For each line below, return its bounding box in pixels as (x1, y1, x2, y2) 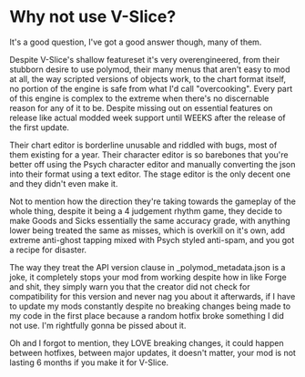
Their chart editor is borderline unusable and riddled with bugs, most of (9, 139, 278, 150)
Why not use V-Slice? (9, 6, 177, 27)
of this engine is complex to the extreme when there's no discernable (9, 93, 269, 104)
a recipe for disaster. (9, 244, 87, 255)
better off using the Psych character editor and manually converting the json (9, 158, 296, 169)
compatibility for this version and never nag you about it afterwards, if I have (9, 290, 296, 301)
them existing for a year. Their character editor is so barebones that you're (9, 148, 289, 160)
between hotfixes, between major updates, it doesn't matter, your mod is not (9, 347, 296, 358)
